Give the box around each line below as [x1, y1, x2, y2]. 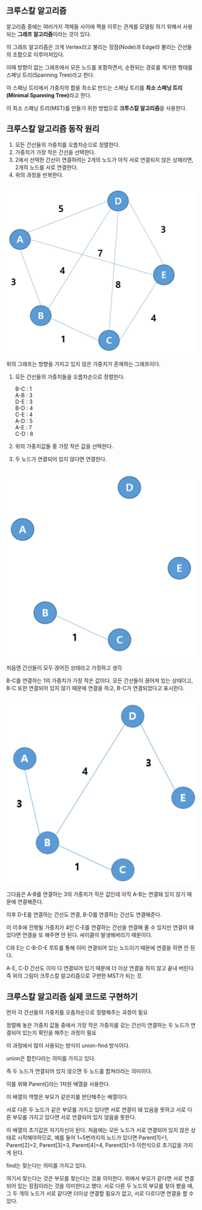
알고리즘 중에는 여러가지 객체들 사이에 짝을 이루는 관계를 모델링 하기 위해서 [6, 23, 182, 30]
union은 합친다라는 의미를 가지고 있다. [6, 1055, 96, 1062]
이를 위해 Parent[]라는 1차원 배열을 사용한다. [6, 1080, 110, 1088]
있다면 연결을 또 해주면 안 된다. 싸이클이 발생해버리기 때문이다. [6, 932, 153, 939]
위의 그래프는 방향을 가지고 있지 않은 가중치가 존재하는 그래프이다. [6, 360, 161, 368]
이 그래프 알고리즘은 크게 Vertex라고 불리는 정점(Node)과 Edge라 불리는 [6, 43, 176, 50]
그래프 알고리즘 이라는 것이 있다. [17, 30, 92, 37]
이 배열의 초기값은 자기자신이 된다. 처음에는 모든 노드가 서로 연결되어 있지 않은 [6, 1127, 190, 1134]
